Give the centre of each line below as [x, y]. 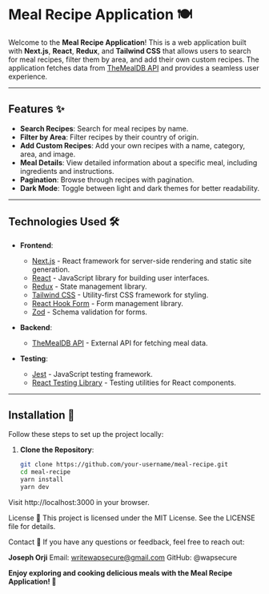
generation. [51, 269]
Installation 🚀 [42, 415]
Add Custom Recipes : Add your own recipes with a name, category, [132, 145]
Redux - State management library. [89, 286]
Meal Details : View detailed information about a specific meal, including [139, 162]
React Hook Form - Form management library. [108, 303]
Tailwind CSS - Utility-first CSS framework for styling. [120, 295]
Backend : [36, 327]
